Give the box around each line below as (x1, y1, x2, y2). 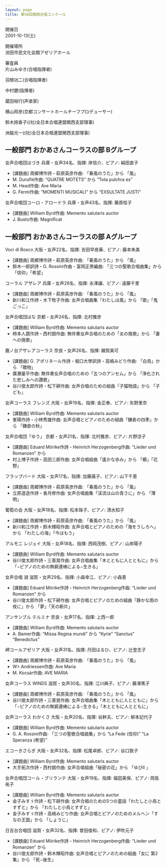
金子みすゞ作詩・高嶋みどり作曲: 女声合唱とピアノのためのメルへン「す (12, 811, 159, 817)
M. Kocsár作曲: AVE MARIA (12, 670, 68, 676)
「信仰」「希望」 (12, 270, 46, 276)
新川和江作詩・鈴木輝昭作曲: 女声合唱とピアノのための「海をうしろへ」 (12, 524, 159, 530)
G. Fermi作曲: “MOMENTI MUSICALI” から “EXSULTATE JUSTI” (12, 189, 141, 195)
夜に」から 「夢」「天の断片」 (12, 603, 73, 609)
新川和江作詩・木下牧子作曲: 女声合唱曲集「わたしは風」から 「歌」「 (12, 297, 154, 303)
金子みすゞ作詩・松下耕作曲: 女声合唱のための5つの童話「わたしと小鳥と (12, 798, 162, 804)
